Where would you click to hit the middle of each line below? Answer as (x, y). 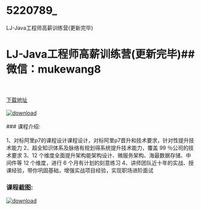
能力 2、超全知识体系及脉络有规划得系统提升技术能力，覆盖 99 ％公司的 (100, 148)
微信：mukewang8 (54, 69)
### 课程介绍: (23, 126)
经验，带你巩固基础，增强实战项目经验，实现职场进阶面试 (82, 170)
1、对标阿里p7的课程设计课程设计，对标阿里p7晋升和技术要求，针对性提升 (97, 140)
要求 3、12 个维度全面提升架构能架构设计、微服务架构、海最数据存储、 (98, 155)
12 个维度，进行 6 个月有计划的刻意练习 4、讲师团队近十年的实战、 (106, 163)
